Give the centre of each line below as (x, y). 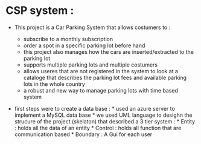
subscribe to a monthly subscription (68, 39)
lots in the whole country (54, 84)
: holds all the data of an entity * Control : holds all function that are (98, 128)
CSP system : (40, 11)
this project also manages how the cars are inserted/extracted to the (109, 51)
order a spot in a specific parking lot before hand (84, 45)
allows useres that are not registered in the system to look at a (101, 71)
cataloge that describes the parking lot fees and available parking (105, 77)
